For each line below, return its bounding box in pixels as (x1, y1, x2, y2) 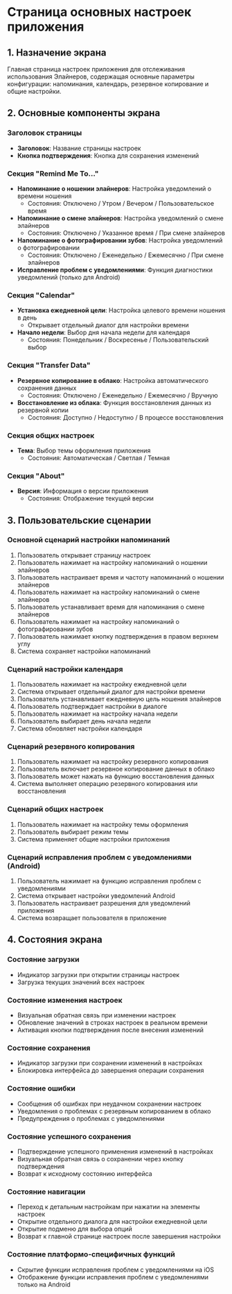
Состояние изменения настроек (7, 995, 123, 1005)
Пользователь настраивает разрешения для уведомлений (17, 899, 190, 908)
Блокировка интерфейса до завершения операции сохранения (17, 1066, 204, 1074)
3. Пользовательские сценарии (7, 514, 151, 526)
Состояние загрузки (7, 955, 80, 965)
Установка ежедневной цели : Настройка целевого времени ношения (17, 306, 226, 315)
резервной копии (17, 406, 69, 414)
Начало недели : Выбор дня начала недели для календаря (17, 328, 190, 337)
